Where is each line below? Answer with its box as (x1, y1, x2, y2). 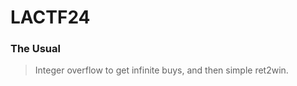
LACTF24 (10, 6, 91, 29)
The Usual (10, 42, 61, 56)
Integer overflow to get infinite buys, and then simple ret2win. (34, 64, 289, 76)
